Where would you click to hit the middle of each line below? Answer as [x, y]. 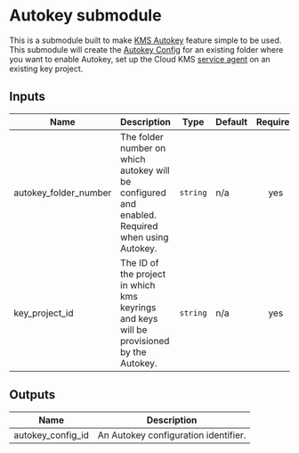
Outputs [32, 395]
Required [139, 226]
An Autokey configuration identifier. [172, 435]
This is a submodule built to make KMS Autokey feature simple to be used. [145, 40]
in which [137, 284]
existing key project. [46, 69]
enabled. [138, 215]
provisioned [145, 341]
